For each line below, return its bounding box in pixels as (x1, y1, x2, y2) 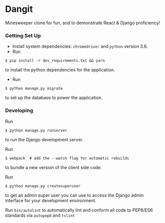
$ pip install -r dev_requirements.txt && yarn (5, 58, 105, 63)
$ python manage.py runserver (5, 128, 68, 133)
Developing (5, 107, 34, 114)
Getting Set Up (5, 32, 41, 39)
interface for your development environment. (5, 197, 96, 203)
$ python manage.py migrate (5, 86, 63, 91)
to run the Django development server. (5, 136, 84, 142)
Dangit (5, 3, 33, 15)
